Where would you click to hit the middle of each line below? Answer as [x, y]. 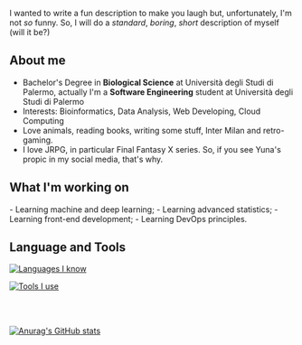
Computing [43, 120]
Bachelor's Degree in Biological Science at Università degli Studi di [148, 82]
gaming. [38, 140]
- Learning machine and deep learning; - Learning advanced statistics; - [144, 209]
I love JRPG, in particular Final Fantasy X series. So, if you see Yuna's [152, 149]
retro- [274, 130]
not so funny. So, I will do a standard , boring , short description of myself [145, 23]
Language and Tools [68, 247]
